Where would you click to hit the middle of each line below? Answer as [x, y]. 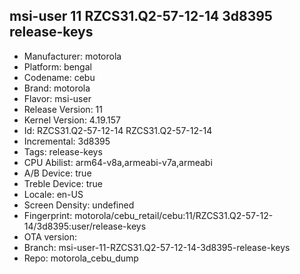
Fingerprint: [48, 215]
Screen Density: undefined [79, 205]
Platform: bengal [57, 66]
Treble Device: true [63, 183]
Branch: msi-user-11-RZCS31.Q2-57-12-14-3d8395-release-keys [157, 247]
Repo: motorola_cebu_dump [81, 258]
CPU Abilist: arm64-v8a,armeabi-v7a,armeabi [118, 162]
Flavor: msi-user [57, 98]
